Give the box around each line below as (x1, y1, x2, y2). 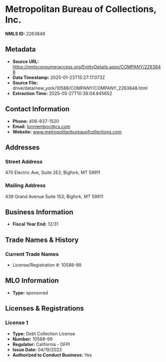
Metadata (5, 45, 36, 53)
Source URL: (12, 58, 39, 64)
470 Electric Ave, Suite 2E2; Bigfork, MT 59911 (5, 169, 101, 175)
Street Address (5, 158, 43, 165)
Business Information (5, 207, 73, 216)
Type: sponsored (12, 289, 48, 295)
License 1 (5, 319, 28, 326)
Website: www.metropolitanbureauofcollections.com (12, 128, 122, 134)
